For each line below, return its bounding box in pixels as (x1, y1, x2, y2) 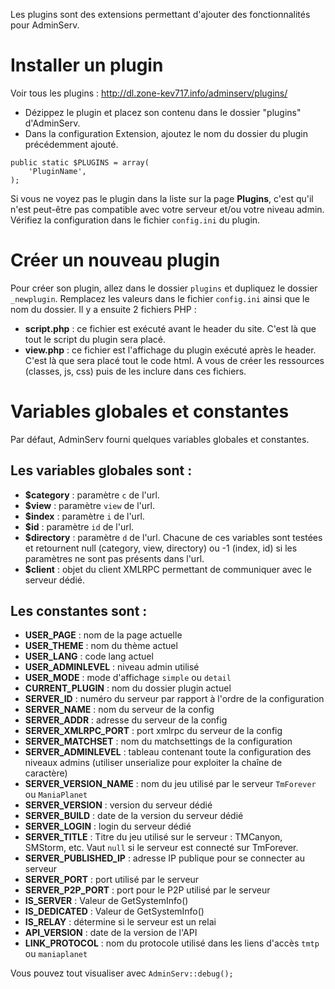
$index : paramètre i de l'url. (24, 510, 145, 522)
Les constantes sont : (10, 603, 148, 620)
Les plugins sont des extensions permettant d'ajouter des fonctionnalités (10, 9, 311, 20)
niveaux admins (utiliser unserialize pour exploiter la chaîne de (24, 757, 283, 769)
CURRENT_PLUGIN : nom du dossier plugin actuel (24, 682, 232, 694)
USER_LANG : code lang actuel (24, 650, 154, 663)
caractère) (24, 767, 68, 779)
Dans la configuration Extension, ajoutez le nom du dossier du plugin (24, 127, 308, 139)
